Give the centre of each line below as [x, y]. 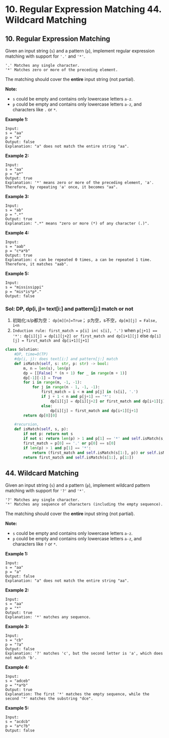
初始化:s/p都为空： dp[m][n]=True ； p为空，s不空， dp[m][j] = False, [85, 320]
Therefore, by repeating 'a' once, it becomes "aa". [62, 187]
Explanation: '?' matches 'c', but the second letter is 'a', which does [84, 654]
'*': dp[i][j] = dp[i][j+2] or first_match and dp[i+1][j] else [80, 336]
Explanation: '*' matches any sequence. [48, 617]
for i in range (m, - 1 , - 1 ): [53, 383]
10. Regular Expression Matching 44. [83, 9]
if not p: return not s [48, 434]
